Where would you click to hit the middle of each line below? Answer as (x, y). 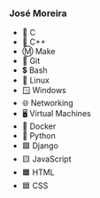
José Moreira (38, 13)
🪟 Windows (44, 91)
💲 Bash (35, 70)
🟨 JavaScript (46, 159)
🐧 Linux (36, 80)
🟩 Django (40, 146)
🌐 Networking (47, 103)
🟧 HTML (38, 172)
